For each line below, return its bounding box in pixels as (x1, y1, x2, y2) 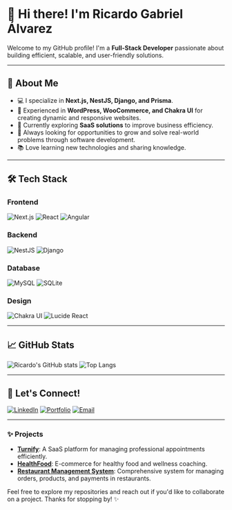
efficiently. (17, 452, 48, 461)
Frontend (7, 197, 39, 207)
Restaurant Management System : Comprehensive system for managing (17, 467, 224, 475)
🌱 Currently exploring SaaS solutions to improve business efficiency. (17, 121, 214, 129)
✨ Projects (7, 429, 43, 439)
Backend (7, 231, 38, 240)
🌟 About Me (7, 77, 59, 89)
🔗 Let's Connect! (7, 387, 81, 399)
